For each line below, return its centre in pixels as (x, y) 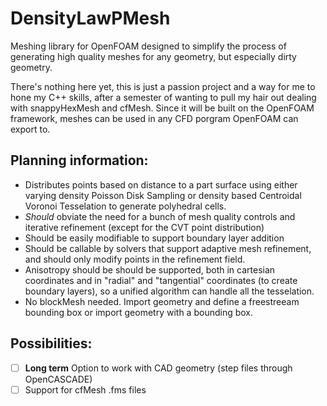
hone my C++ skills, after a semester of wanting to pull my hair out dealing (163, 97)
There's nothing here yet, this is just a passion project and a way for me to (163, 86)
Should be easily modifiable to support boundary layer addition (154, 238)
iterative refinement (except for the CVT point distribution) (144, 227)
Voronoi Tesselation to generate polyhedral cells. (125, 206)
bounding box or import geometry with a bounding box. (139, 312)
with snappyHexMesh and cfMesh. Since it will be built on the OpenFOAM (162, 108)
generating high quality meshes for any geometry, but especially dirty (153, 56)
